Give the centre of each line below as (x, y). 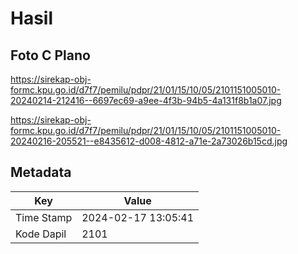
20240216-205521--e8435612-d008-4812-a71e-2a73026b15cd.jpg (149, 141)
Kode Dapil (41, 234)
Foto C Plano (50, 55)
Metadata (41, 172)
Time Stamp (44, 217)
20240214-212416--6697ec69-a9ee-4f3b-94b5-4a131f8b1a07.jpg (146, 100)
